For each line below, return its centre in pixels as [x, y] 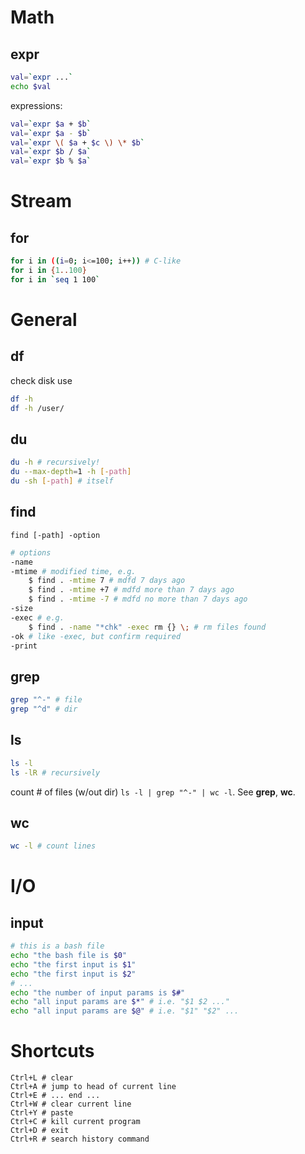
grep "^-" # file [46, 700]
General [44, 319]
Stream [41, 201]
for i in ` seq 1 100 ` [55, 279]
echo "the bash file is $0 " [69, 956]
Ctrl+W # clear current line [71, 1104]
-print [24, 646]
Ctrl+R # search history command [80, 1139]
